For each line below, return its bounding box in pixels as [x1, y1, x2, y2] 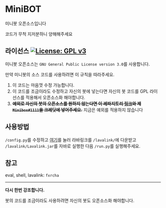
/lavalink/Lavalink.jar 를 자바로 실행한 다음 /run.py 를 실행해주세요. [5, 143, 141, 149]
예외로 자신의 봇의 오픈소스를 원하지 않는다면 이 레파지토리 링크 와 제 [12, 101, 142, 106]
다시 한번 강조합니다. [5, 187, 45, 193]
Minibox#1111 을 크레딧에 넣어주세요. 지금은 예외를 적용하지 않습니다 [12, 106, 143, 112]
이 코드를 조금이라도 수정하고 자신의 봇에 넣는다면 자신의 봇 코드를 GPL [12, 88, 149, 94]
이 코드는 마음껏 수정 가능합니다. [12, 82, 75, 88]
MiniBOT [5, 3, 41, 15]
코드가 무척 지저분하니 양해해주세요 [5, 31, 73, 37]
